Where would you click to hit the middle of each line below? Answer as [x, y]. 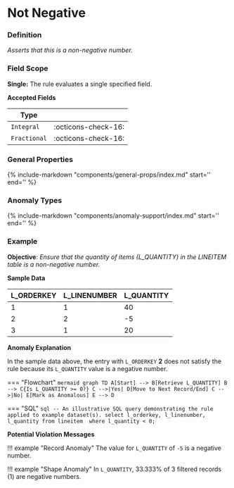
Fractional [29, 138]
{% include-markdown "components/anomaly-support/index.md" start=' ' [113, 215]
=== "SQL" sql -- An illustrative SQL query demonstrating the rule [110, 408]
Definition [25, 35]
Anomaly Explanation [39, 347]
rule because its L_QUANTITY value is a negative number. [87, 368]
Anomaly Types [35, 200]
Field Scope [28, 68]
